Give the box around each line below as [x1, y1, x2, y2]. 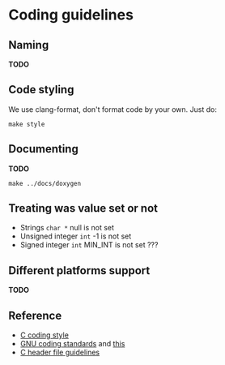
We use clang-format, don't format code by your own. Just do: [8, 104, 217, 114]
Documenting [8, 142, 79, 156]
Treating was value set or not [8, 201, 159, 216]
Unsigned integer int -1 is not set [19, 231, 132, 241]
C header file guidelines [19, 347, 100, 358]
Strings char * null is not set [19, 223, 115, 233]
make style [8, 120, 45, 128]
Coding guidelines [8, 6, 134, 24]
